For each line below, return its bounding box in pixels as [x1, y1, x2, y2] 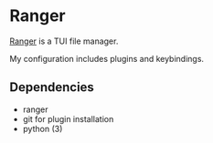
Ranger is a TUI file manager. [9, 36, 119, 46]
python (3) [22, 123, 63, 134]
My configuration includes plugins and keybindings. [9, 53, 204, 64]
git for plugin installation [22, 113, 114, 124]
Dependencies [9, 79, 94, 96]
